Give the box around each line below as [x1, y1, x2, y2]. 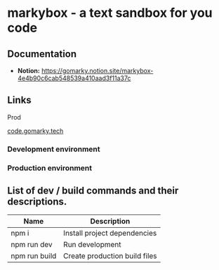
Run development [62, 240, 121, 250]
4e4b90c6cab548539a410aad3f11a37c [17, 74, 131, 82]
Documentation [7, 48, 77, 60]
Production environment [7, 163, 93, 173]
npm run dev [11, 240, 53, 250]
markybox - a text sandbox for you [7, 5, 213, 21]
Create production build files [62, 251, 157, 261]
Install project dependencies [62, 229, 157, 238]
